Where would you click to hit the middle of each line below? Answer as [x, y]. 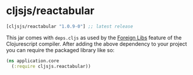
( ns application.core [33, 61]
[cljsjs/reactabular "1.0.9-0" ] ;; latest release [70, 26]
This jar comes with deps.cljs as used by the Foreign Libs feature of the [94, 37]
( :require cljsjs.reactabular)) [51, 66]
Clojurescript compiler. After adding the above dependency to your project [97, 44]
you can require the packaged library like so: [60, 50]
